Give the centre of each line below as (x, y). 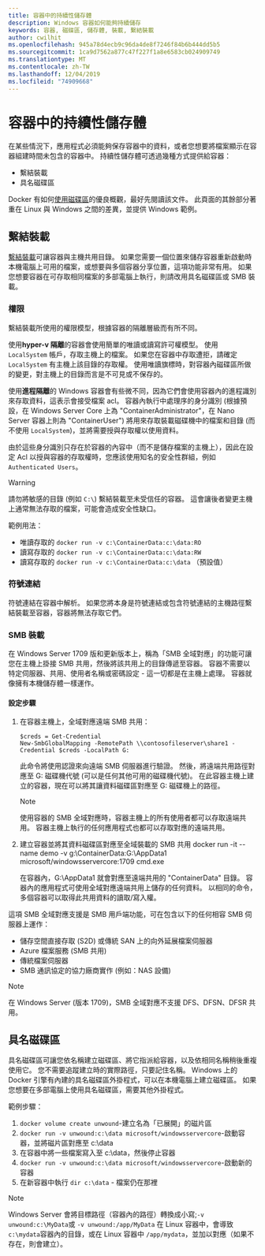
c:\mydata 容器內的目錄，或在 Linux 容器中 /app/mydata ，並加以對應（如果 (128, 1234)
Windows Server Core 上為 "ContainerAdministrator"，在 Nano (132, 410)
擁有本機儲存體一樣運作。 (56, 684)
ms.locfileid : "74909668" (50, 81)
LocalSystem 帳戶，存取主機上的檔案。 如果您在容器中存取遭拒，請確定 (123, 354)
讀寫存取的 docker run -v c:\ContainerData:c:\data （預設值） (123, 561)
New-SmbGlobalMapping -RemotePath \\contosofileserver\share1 (124, 744)
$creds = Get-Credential (60, 737)
